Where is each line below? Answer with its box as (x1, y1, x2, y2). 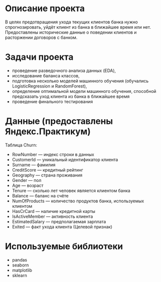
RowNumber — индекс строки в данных (12, 151, 95, 157)
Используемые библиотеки (5, 241, 123, 252)
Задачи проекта (5, 52, 74, 63)
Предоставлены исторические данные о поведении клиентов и (5, 29, 137, 35)
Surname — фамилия (12, 161, 56, 168)
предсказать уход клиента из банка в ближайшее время (12, 93, 130, 99)
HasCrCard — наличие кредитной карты (12, 208, 96, 214)
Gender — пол (12, 177, 42, 183)
